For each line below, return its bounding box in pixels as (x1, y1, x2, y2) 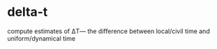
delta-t (7, 4, 48, 20)
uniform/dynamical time (7, 34, 75, 42)
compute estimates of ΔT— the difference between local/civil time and (7, 27, 211, 35)
